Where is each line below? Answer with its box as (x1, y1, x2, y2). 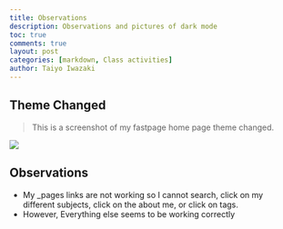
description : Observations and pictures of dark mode (9, 22, 218, 31)
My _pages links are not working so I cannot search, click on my (22, 189, 264, 200)
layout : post (9, 47, 59, 56)
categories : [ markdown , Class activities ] (9, 55, 173, 65)
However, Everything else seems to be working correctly (22, 208, 236, 219)
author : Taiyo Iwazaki (9, 65, 96, 74)
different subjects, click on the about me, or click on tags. (22, 199, 239, 210)
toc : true (9, 30, 47, 39)
